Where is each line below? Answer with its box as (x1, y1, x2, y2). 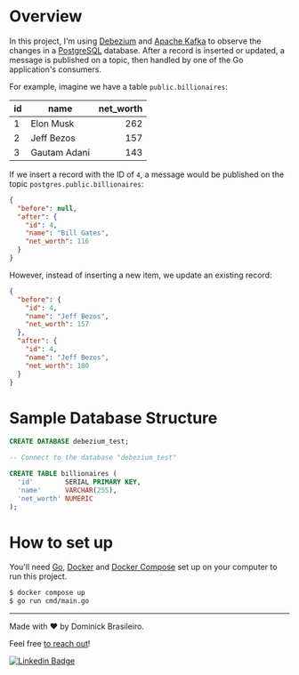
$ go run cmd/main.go (9, 597, 90, 606)
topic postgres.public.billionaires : (9, 178, 144, 189)
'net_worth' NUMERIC (17, 494, 93, 503)
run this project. (9, 571, 68, 582)
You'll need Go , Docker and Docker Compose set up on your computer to (9, 562, 278, 573)
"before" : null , (17, 204, 77, 213)
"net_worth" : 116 (25, 237, 90, 246)
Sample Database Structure (9, 407, 218, 428)
